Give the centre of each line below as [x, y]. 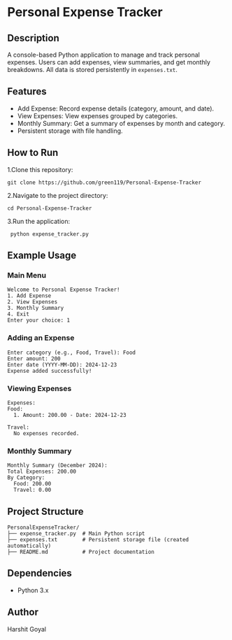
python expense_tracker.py [50, 234]
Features [27, 92]
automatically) [29, 546]
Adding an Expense [41, 338]
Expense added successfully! [50, 371]
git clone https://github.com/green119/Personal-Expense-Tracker [104, 183]
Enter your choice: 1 [39, 320]
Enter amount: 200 [34, 358]
